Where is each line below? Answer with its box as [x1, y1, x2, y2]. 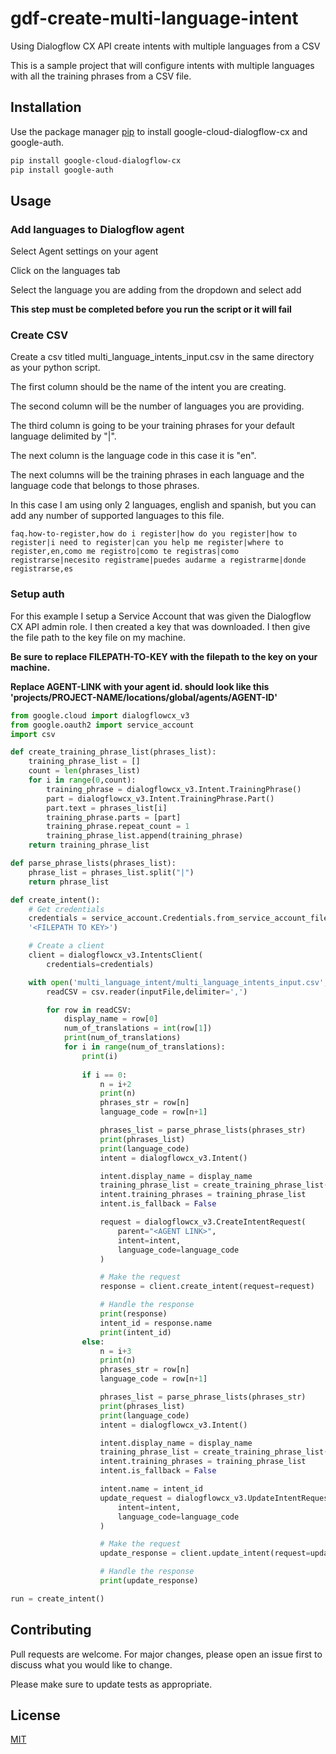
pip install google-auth [10, 165, 114, 175]
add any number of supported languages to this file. [10, 510, 225, 522]
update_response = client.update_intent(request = [99, 1548, 311, 1559]
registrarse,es [10, 564, 74, 574]
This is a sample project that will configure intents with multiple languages [10, 59, 315, 71]
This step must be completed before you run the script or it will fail [10, 303, 292, 316]
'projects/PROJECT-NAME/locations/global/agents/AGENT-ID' [10, 691, 278, 703]
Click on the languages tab [10, 265, 121, 277]
